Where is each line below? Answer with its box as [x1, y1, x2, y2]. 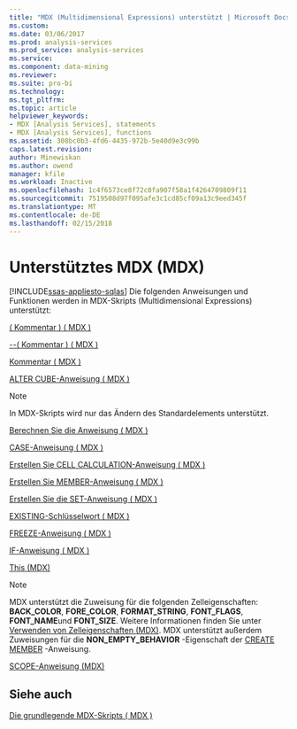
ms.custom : [9, 21, 49, 30]
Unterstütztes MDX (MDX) [9, 257, 205, 277]
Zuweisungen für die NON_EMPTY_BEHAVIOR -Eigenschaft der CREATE [9, 634, 275, 645]
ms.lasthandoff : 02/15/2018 [9, 219, 113, 228]
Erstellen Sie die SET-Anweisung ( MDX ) [9, 493, 157, 505]
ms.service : [9, 54, 53, 63]
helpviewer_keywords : [9, 112, 89, 120]
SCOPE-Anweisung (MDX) [9, 661, 105, 671]
